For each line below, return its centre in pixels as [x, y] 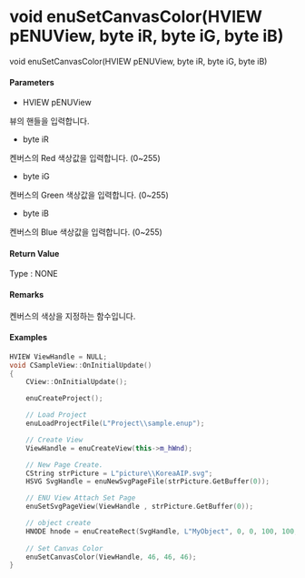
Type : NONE [34, 274]
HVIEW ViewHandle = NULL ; [58, 357]
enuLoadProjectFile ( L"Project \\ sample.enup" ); [115, 423]
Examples [29, 338]
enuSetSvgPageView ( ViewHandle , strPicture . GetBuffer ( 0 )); [140, 507]
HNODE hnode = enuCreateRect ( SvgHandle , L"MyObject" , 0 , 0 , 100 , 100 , [162, 531]
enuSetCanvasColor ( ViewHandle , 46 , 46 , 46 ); [111, 557]
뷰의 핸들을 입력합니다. [49, 121]
